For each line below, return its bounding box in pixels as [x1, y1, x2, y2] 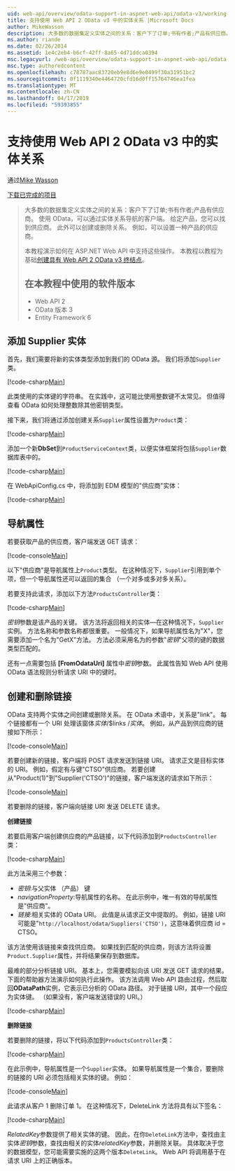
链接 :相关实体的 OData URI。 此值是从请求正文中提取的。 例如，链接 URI [17, 910, 226, 919]
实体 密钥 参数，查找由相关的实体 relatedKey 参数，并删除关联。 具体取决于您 [7, 1139, 224, 1147]
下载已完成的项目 [7, 190, 57, 199]
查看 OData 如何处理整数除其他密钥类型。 [7, 401, 127, 410]
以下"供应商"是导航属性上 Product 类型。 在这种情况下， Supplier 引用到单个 [7, 566, 222, 574]
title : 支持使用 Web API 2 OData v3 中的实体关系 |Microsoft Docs [7, 17, 194, 24]
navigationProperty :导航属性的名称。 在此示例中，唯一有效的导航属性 [17, 893, 218, 901]
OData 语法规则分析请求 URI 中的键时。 [7, 668, 121, 677]
